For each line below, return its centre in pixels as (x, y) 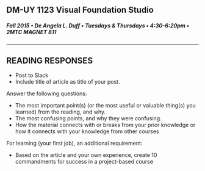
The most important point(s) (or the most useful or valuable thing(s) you (106, 106)
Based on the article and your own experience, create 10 (86, 155)
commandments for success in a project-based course (84, 162)
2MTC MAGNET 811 (31, 32)
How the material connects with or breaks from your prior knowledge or (105, 125)
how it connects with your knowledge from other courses (87, 131)
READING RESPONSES (50, 60)
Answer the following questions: (47, 93)
